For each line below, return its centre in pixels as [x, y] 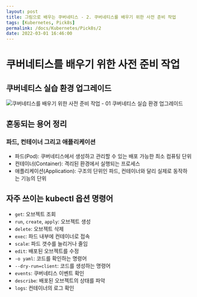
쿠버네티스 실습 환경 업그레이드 [59, 88]
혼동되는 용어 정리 [37, 124]
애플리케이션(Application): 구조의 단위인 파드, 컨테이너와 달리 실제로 [93, 171]
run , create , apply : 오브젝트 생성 [53, 221]
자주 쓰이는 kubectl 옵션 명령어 [60, 199]
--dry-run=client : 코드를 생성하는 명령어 [63, 266]
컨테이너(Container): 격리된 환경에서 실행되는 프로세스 [77, 164]
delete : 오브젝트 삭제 [39, 229]
